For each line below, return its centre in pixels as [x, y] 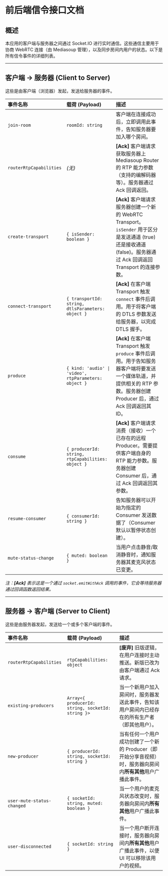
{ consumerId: [83, 516]
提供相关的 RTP [134, 383]
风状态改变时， [137, 796]
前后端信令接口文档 [45, 10]
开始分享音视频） [139, 756]
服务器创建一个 [133, 207]
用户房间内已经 [137, 710]
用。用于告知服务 [136, 361]
